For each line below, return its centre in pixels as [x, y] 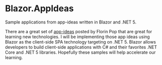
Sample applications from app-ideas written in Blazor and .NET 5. [71, 22]
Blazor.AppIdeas [40, 9]
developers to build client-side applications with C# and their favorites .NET [81, 47]
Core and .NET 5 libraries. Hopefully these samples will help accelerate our [81, 52]
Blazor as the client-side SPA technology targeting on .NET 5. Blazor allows [81, 42]
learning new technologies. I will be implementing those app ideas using [78, 37]
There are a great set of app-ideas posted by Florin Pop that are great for [79, 31]
